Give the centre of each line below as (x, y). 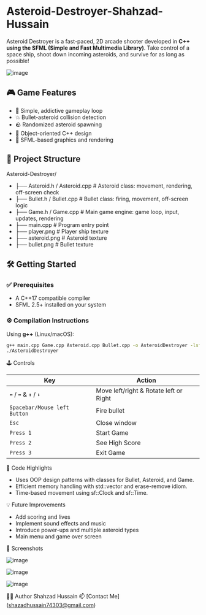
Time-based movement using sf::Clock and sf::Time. (82, 493)
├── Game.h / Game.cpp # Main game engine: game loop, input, (97, 212)
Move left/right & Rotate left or (139, 391)
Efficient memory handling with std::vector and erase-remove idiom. (101, 486)
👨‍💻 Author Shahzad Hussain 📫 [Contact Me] (63, 597)
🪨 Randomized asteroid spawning (59, 124)
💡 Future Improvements (36, 505)
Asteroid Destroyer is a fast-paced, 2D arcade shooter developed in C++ (98, 41)
